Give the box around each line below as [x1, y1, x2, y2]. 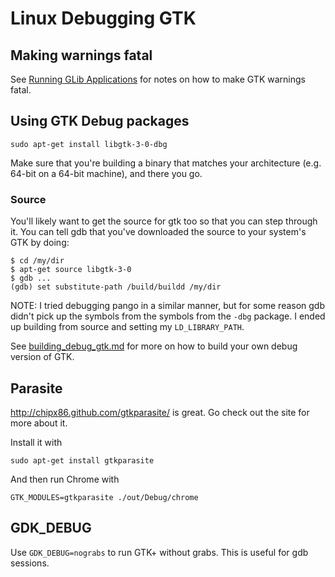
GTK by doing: [10, 237, 70, 249]
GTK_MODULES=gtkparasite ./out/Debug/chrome [10, 492, 199, 502]
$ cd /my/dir [10, 256, 65, 266]
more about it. [10, 417, 68, 429]
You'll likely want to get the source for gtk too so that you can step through [10, 215, 318, 227]
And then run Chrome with [10, 473, 120, 485]
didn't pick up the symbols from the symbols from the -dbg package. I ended [10, 310, 326, 322]
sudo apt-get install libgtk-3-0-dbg [10, 139, 168, 149]
